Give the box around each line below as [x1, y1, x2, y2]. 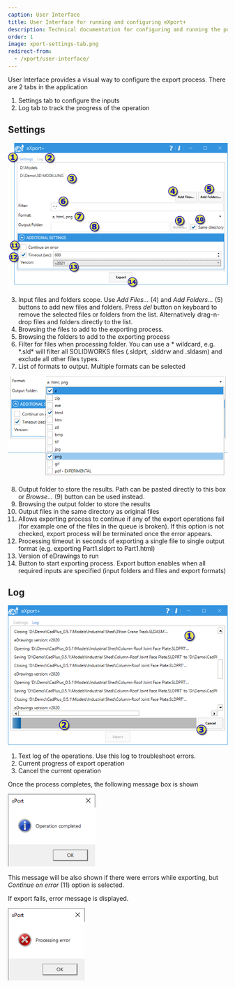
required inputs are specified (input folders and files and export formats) [17, 566, 226, 575]
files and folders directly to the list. [33, 318, 133, 326]
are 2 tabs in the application [8, 82, 88, 91]
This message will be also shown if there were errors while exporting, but [8, 874, 219, 882]
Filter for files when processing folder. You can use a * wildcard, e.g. [17, 340, 215, 349]
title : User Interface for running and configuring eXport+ [8, 18, 187, 26]
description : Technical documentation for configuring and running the [8, 26, 220, 33]
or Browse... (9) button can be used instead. [17, 492, 145, 501]
